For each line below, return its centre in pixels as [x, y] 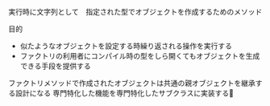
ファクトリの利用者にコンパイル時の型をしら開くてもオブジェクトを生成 [140, 56]
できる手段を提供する [55, 66]
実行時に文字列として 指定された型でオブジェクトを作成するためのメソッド [135, 12]
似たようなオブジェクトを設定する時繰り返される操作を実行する [126, 46]
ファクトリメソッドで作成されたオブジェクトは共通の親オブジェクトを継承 [132, 83]
